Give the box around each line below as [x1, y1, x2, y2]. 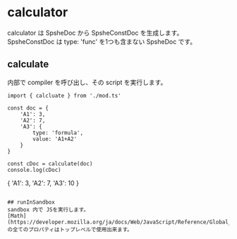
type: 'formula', [32, 129, 83, 136]
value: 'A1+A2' [32, 135, 78, 142]
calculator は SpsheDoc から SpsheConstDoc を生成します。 [7, 28, 183, 37]
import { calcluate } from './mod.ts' [7, 92, 121, 99]
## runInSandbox [7, 199, 55, 206]
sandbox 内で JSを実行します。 [7, 206, 90, 213]
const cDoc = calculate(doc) [7, 160, 93, 167]
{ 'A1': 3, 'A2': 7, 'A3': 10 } [7, 178, 79, 187]
